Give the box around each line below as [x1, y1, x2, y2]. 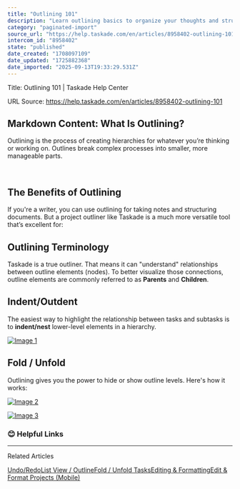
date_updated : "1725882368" [7, 57, 91, 64]
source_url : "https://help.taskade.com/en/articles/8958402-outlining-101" [7, 30, 238, 38]
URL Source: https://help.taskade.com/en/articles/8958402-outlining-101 [7, 97, 223, 106]
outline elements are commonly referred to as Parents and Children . [7, 276, 209, 284]
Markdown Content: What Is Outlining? [7, 118, 184, 130]
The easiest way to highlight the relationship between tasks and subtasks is [7, 315, 230, 323]
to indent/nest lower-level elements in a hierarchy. [7, 322, 157, 331]
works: [7, 383, 28, 392]
